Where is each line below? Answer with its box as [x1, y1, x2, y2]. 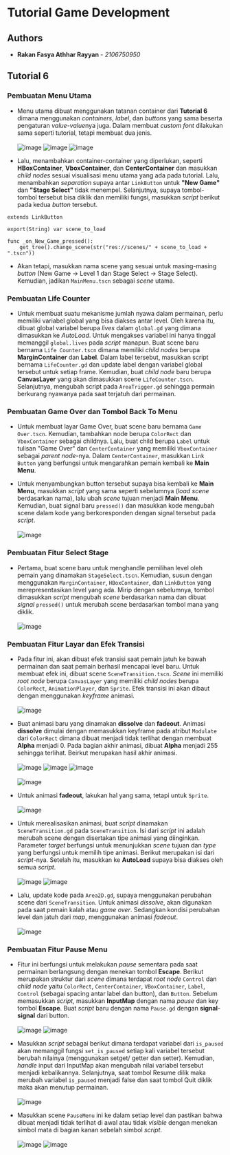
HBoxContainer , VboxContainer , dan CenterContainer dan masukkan [16, 164, 218, 172]
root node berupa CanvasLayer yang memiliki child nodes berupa [16, 676, 199, 685]
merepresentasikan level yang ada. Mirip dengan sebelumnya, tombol [16, 585, 214, 594]
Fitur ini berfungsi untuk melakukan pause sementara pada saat [16, 960, 198, 969]
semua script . [16, 863, 56, 871]
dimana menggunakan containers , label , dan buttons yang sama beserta [16, 114, 222, 122]
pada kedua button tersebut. [16, 200, 98, 208]
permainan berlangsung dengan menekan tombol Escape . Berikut [16, 968, 204, 976]
